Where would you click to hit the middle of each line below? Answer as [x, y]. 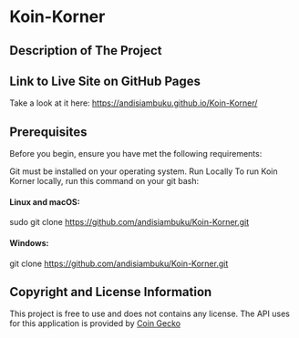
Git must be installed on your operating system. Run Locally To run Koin [144, 171]
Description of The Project [86, 51]
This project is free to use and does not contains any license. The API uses [149, 314]
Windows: [29, 243]
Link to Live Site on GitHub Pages [105, 81]
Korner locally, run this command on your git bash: [104, 181]
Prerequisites [48, 132]
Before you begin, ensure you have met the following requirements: [136, 154]
